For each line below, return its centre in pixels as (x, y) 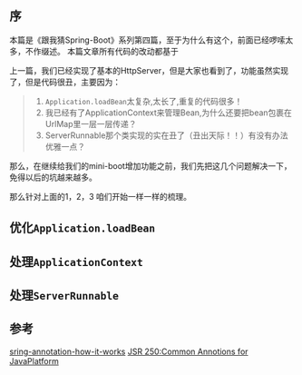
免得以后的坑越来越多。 (53, 177)
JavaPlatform (34, 360)
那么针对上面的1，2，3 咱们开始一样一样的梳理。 (101, 196)
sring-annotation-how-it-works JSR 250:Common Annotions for (129, 351)
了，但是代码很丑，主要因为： (65, 82)
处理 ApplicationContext (76, 262)
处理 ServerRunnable (64, 295)
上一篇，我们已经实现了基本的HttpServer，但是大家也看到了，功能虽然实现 (149, 70)
